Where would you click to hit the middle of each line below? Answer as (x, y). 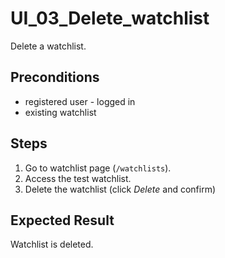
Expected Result (62, 220)
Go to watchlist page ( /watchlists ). (98, 168)
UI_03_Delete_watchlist (110, 18)
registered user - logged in (80, 101)
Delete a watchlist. (48, 46)
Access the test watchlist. (78, 178)
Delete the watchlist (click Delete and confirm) (120, 189)
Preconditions (55, 77)
